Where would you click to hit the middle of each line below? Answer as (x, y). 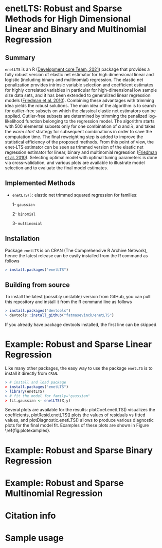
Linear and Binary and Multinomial (76, 29)
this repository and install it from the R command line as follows (69, 302)
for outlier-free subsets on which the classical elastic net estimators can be (81, 111)
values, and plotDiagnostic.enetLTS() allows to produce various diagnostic (80, 420)
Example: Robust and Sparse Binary (79, 450)
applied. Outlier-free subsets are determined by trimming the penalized (76, 116)
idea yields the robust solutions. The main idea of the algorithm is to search (81, 106)
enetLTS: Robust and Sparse (64, 9)
